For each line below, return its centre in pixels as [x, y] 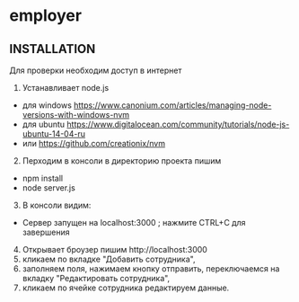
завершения [46, 232]
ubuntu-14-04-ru [53, 134]
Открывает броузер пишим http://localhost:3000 [115, 249]
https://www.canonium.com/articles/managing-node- [172, 105]
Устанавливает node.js [66, 88]
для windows [47, 105]
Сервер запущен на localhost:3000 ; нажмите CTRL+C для [134, 222]
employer [46, 16]
